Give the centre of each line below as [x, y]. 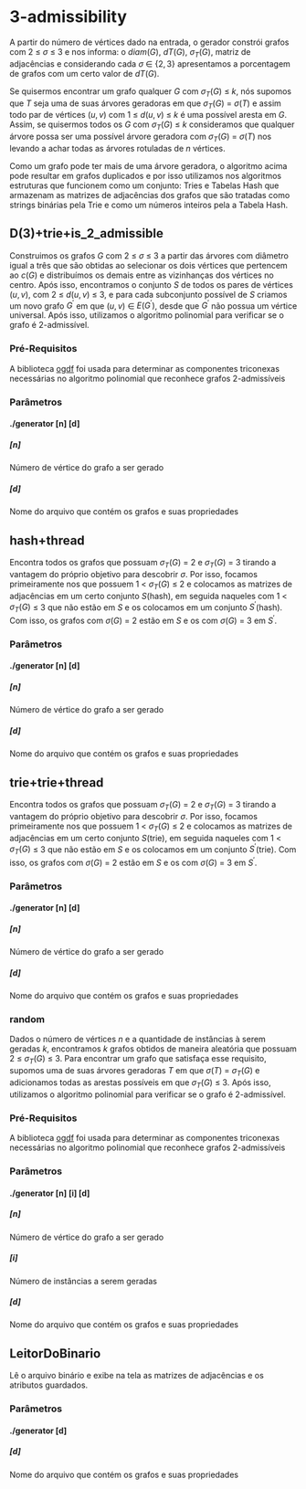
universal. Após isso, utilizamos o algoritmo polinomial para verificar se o [147, 315]
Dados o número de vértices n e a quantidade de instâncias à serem [138, 1040]
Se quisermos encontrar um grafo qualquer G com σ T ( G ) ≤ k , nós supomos [151, 92]
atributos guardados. [49, 1385]
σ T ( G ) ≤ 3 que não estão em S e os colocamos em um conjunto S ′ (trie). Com [153, 849]
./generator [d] [38, 1431]
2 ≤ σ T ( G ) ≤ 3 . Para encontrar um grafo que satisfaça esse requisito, [138, 1060]
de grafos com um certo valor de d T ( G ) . [84, 73]
